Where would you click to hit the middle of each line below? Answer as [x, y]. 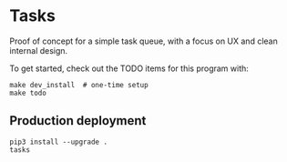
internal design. [39, 50]
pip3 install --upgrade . [58, 142]
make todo [28, 93]
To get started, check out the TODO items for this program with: [129, 68]
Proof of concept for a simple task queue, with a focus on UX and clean [143, 41]
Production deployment [78, 121]
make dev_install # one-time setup [79, 85]
